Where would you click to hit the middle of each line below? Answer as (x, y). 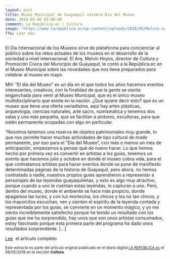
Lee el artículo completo (31, 239)
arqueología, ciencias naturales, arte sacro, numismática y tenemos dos (80, 111)
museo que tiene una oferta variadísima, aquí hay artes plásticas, (73, 106)
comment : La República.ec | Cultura (44, 24)
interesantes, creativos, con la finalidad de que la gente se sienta (73, 90)
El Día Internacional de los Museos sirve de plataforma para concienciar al (83, 48)
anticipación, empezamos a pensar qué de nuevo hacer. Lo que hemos (79, 148)
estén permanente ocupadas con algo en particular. (59, 122)
